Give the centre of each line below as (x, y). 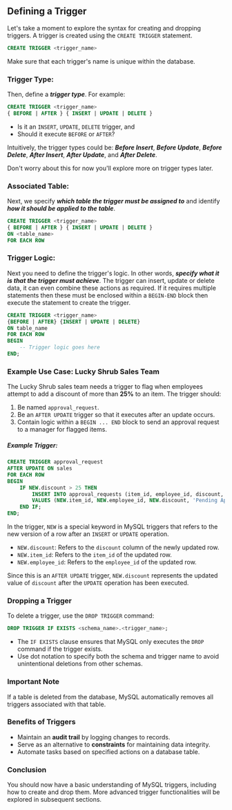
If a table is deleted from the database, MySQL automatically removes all (110, 697)
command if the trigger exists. (60, 649)
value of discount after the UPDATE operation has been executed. (98, 583)
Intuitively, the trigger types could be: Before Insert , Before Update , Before (115, 147)
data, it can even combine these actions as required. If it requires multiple (112, 288)
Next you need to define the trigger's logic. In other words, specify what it (113, 273)
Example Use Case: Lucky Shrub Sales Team (84, 371)
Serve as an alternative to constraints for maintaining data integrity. (114, 744)
